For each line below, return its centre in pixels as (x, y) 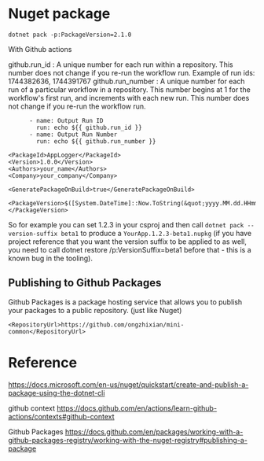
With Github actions (40, 49)
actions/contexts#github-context (62, 416)
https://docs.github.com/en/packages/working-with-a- (154, 431)
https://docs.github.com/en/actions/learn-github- (137, 408)
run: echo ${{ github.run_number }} (96, 141)
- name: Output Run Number (73, 135)
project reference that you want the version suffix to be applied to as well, (128, 242)
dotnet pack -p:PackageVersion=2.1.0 (70, 35)
